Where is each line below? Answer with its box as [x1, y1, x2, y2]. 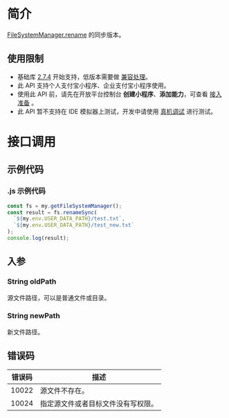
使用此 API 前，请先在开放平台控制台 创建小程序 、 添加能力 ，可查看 [17, 89, 208, 98]
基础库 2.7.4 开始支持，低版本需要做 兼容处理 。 [17, 72, 152, 80]
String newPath [7, 311, 60, 321]
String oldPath [7, 277, 57, 286]
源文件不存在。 [39, 385, 89, 395]
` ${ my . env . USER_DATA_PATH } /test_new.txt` [13, 222, 135, 229]
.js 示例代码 [7, 186, 46, 196]
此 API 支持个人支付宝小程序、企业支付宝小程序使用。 [17, 81, 171, 89]
